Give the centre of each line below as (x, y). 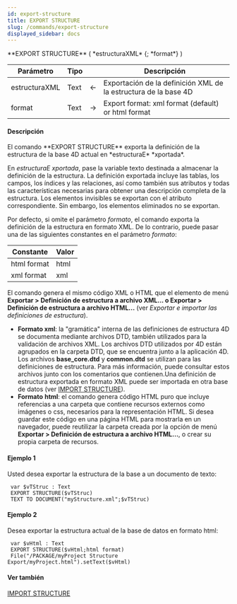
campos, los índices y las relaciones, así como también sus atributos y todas (119, 183)
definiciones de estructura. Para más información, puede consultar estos (123, 367)
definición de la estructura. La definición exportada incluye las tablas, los (114, 176)
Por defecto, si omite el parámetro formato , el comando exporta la (103, 219)
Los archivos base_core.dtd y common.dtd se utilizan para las (109, 359)
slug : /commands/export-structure (58, 27)
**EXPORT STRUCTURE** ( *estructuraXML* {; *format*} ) (95, 54)
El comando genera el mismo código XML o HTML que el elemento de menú (118, 293)
